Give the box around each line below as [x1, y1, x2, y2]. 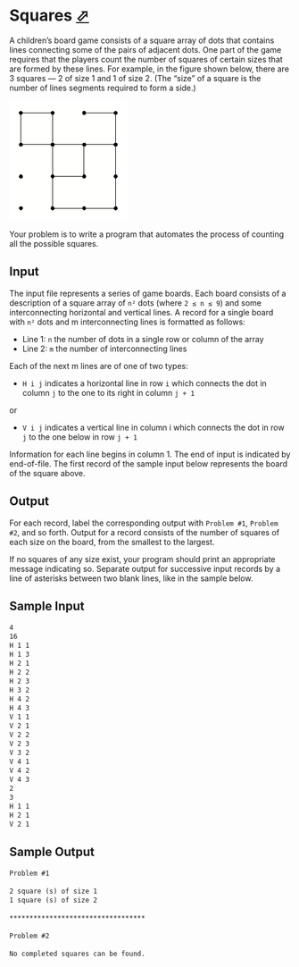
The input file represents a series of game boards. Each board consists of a [9, 288, 287, 299]
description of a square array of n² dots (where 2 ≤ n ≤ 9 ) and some [9, 297, 262, 308]
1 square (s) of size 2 [9, 896, 98, 905]
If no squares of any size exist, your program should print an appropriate [9, 553, 276, 564]
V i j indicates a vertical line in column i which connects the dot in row [21, 422, 285, 433]
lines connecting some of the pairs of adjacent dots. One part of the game [9, 44, 282, 55]
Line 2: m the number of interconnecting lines [21, 343, 187, 354]
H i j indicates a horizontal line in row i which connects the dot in [21, 377, 268, 389]
